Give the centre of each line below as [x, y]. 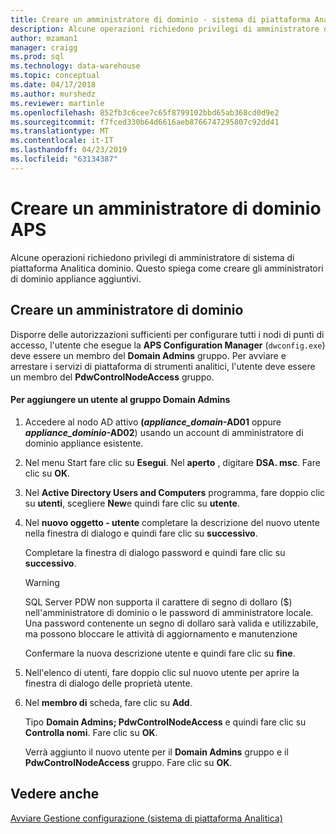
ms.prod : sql [37, 57]
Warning [42, 582]
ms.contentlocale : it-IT [62, 141]
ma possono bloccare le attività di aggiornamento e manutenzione [161, 633]
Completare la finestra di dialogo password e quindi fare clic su [155, 552]
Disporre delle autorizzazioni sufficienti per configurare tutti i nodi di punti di [167, 334]
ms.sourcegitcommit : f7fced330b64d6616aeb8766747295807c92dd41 [145, 122]
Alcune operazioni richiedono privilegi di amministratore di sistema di [152, 257]
